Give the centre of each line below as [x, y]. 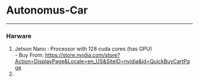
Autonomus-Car [47, 10]
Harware [19, 36]
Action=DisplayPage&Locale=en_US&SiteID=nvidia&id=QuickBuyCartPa [102, 61]
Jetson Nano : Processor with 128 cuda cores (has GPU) [83, 49]
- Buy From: [29, 55]
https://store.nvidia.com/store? [82, 55]
